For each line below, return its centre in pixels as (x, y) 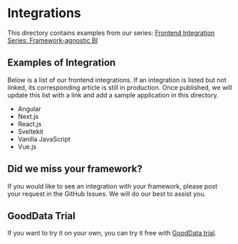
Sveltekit (31, 131)
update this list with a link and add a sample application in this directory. (113, 95)
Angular (29, 109)
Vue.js (27, 147)
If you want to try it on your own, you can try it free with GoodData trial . (112, 233)
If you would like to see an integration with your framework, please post (113, 186)
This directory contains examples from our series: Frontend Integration (111, 33)
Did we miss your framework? (75, 169)
